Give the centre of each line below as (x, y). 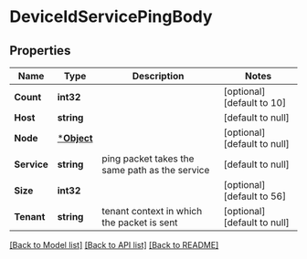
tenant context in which (152, 211)
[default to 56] (254, 196)
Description (158, 76)
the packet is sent (140, 223)
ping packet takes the (148, 159)
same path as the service (156, 170)
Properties (40, 51)
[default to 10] (254, 103)
